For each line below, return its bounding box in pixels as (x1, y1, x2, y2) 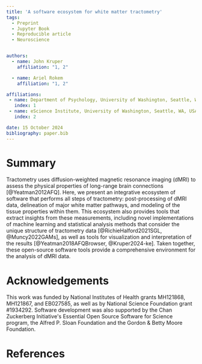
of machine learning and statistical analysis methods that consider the (6, 221, 180, 228)
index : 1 (14, 103, 36, 109)
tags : (6, 14, 20, 20)
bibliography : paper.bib (6, 130, 69, 136)
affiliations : (6, 91, 42, 97)
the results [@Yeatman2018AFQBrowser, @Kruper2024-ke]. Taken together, (6, 240, 195, 247)
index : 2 (14, 114, 36, 120)
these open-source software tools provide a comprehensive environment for (6, 246, 196, 253)
